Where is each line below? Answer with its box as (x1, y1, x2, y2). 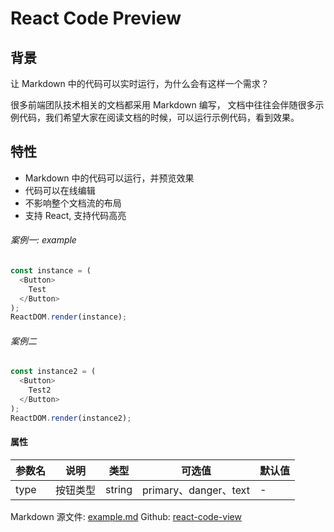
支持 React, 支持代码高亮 (24, 209, 127, 221)
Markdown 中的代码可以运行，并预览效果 (24, 172, 195, 184)
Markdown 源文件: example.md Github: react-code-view (10, 510, 242, 522)
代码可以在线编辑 (24, 184, 96, 196)
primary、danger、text (142, 483, 250, 497)
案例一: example (10, 234, 77, 246)
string (105, 482, 133, 496)
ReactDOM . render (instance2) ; (10, 413, 132, 423)
